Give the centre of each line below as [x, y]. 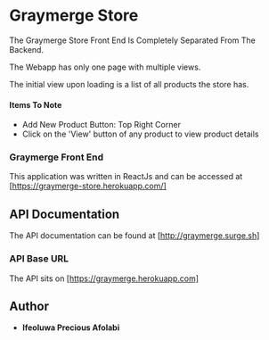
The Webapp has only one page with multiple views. [105, 67]
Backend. [27, 49]
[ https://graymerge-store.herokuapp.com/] [88, 186]
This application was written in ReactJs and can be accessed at [126, 177]
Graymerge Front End [57, 157]
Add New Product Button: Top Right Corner [101, 125]
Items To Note [36, 104]
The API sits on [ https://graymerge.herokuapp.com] [104, 278]
